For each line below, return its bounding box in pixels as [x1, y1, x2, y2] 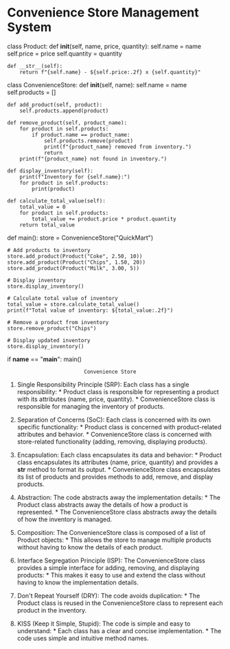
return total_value [19, 221, 76, 228]
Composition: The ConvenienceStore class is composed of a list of [16, 528, 206, 536]
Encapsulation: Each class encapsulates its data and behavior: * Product [16, 451, 222, 459]
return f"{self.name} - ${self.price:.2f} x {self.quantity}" [19, 69, 201, 76]
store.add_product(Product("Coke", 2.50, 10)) [7, 253, 143, 260]
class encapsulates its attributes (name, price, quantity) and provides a [16, 458, 218, 466]
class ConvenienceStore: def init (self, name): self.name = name [7, 80, 187, 89]
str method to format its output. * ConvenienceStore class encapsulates [16, 465, 221, 473]
